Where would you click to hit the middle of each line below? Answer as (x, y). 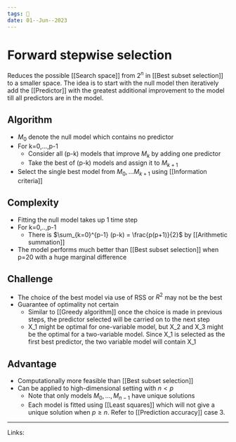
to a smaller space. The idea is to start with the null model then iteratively (113, 83)
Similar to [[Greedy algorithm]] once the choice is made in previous (125, 312)
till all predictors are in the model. (55, 98)
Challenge (30, 279)
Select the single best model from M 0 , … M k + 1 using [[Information (112, 173)
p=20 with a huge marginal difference (72, 257)
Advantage (32, 364)
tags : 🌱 (19, 14)
